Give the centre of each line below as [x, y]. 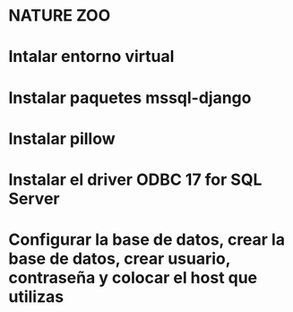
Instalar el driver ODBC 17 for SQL [135, 179]
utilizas [36, 297]
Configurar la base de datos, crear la [147, 240]
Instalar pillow [62, 139]
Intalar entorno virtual [91, 57]
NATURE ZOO [60, 16]
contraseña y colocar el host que [133, 278]
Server [34, 199]
